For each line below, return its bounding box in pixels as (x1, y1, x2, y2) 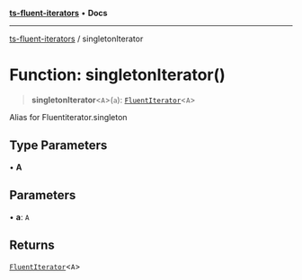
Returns (9, 237, 56, 252)
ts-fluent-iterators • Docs (9, 8, 108, 18)
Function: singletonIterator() (9, 65, 226, 85)
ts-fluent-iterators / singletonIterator (9, 33, 144, 44)
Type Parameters (9, 138, 108, 153)
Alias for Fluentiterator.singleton (9, 111, 128, 122)
